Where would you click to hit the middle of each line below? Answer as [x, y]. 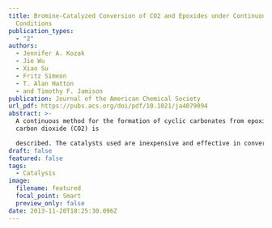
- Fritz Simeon [41, 76]
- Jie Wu [30, 61]
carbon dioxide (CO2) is [57, 129]
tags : [17, 166]
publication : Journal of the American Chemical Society [104, 99]
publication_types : [41, 31]
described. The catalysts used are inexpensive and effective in [128, 143]
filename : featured [49, 188]
